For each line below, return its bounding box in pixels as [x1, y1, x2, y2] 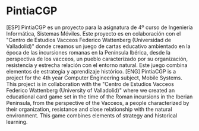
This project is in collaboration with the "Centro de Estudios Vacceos [6, 80, 174, 87]
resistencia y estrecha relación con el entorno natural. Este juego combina [6, 61, 188, 69]
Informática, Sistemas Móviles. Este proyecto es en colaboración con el [6, 30, 181, 37]
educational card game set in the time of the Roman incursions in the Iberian [6, 93, 193, 100]
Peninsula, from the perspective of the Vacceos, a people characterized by [6, 99, 189, 106]
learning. [6, 118, 28, 125]
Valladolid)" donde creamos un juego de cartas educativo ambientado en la [6, 43, 191, 50]
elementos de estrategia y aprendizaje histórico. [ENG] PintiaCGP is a [6, 68, 176, 75]
